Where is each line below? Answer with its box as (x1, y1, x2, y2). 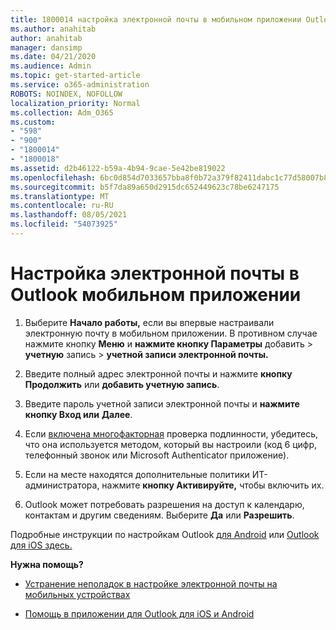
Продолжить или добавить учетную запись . (24, 378, 220, 390)
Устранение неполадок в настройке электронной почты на (24, 577, 278, 590)
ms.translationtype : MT (10, 191, 110, 201)
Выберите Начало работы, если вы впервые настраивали (24, 316, 275, 328)
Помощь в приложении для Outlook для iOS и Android (24, 607, 255, 620)
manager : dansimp (10, 42, 83, 53)
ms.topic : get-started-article (10, 71, 141, 81)
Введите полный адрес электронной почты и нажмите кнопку (24, 367, 293, 380)
